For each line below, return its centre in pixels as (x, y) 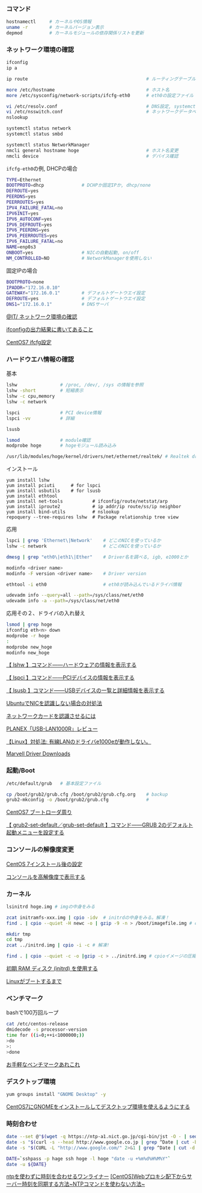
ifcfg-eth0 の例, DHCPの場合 (42, 168)
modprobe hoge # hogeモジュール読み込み (61, 446)
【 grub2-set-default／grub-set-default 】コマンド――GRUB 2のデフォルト (100, 825)
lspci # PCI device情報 (54, 413)
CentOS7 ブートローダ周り (39, 812)
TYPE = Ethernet (24, 180)
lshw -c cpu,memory (31, 396)
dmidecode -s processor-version (47, 1030)
